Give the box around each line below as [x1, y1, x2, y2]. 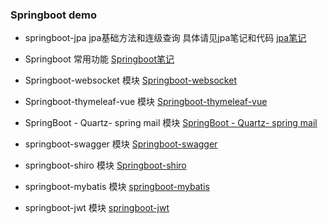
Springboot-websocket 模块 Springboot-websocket [24, 74, 237, 87]
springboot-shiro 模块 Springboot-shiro [24, 159, 187, 172]
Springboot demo [10, 8, 97, 22]
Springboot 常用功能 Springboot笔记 [24, 53, 175, 65]
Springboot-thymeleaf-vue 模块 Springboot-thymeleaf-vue [24, 96, 268, 108]
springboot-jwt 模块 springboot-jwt [24, 202, 170, 214]
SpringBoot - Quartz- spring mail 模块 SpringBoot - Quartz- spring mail [24, 117, 318, 129]
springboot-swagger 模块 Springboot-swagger [24, 138, 218, 150]
